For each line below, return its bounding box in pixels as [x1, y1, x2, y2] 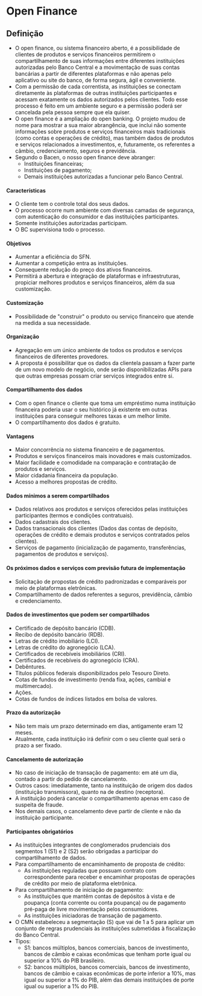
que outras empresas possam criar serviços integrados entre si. [14, 372, 174, 379]
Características [6, 186, 46, 194]
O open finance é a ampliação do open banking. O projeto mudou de [14, 115, 186, 122]
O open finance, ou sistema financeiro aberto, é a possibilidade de [14, 44, 180, 51]
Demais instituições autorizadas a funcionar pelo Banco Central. [24, 173, 184, 180]
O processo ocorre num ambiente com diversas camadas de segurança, [14, 207, 195, 214]
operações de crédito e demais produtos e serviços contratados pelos [14, 531, 190, 539]
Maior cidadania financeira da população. [14, 472, 119, 479]
